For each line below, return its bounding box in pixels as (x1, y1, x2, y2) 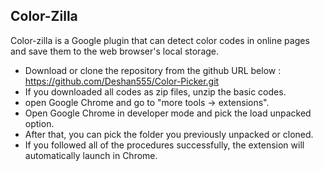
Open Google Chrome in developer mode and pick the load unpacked (24, 107, 312, 119)
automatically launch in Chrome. (24, 149, 158, 161)
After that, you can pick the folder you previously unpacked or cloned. (24, 128, 314, 140)
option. (24, 117, 55, 129)
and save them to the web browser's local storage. (10, 45, 220, 57)
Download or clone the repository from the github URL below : (24, 64, 282, 76)
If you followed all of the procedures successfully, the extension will (24, 139, 305, 151)
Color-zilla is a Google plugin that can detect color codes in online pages (10, 34, 310, 46)
